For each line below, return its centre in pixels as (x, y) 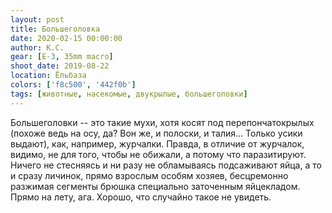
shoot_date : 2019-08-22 (60, 66)
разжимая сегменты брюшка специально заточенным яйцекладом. (155, 186)
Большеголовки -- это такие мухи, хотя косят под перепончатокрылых (162, 122)
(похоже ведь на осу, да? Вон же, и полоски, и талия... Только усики (156, 133)
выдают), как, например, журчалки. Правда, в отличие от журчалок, (157, 143)
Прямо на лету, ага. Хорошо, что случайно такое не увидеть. (141, 197)
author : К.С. (37, 47)
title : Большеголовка (55, 29)
